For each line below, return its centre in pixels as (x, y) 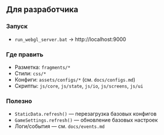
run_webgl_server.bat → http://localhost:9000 (70, 39)
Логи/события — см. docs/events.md (59, 126)
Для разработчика (42, 10)
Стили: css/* (30, 73)
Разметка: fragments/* (42, 67)
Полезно (19, 101)
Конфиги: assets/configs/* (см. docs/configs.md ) (75, 79)
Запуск (17, 26)
